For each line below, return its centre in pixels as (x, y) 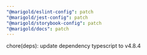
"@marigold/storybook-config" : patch (54, 23)
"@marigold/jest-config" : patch (47, 18)
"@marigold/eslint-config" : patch (50, 12)
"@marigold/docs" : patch (38, 29)
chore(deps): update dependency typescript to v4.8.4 (73, 46)
